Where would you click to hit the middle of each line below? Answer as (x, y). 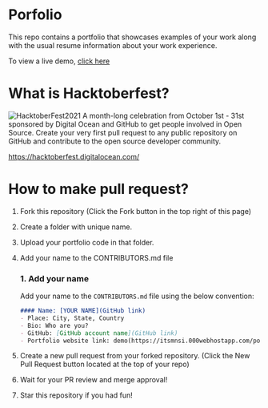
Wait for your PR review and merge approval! (94, 380)
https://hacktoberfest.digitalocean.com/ (74, 156)
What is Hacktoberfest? (89, 93)
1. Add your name (54, 278)
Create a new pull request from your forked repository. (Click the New (135, 356)
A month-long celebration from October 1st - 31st (164, 115)
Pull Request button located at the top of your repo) (104, 364)
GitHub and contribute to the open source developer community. (115, 141)
